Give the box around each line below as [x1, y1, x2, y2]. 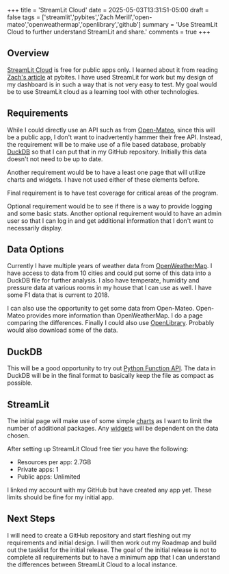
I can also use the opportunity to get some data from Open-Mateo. [7, 304, 195, 313]
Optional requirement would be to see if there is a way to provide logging [7, 202, 213, 210]
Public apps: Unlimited [16, 473, 81, 481]
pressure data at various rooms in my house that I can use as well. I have [7, 284, 212, 292]
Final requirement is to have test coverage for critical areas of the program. [7, 189, 219, 197]
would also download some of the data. [7, 326, 118, 335]
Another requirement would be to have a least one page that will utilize [7, 168, 206, 176]
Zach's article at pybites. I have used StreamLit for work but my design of [7, 73, 214, 81]
